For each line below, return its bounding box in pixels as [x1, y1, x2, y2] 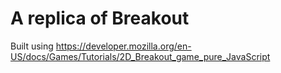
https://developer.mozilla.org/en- [55, 40, 192, 52]
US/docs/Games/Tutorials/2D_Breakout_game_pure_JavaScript [10, 50, 271, 62]
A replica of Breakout [10, 7, 190, 30]
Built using [10, 40, 54, 52]
